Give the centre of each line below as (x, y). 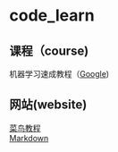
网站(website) (48, 105)
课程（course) (49, 51)
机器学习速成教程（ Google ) (59, 74)
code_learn (52, 16)
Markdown (29, 138)
